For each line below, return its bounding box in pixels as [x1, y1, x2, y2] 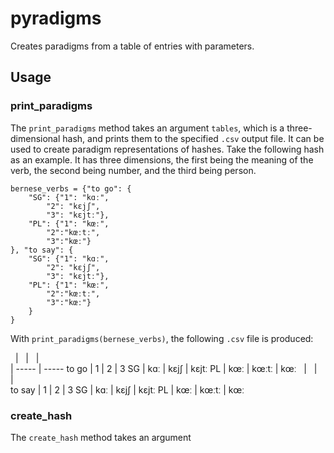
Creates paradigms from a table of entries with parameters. [10, 40, 255, 52]
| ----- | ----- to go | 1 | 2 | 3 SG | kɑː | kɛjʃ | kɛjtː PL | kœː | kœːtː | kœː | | [10, 362, 318, 374]
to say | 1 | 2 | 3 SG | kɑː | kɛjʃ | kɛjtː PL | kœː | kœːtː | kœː [10, 383, 245, 396]
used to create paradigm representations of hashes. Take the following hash [10, 143, 325, 155]
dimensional [10, 132, 61, 144]
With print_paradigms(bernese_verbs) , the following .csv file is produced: [10, 332, 314, 344]
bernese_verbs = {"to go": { [10, 183, 132, 194]
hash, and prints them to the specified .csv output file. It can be [62, 132, 325, 144]
